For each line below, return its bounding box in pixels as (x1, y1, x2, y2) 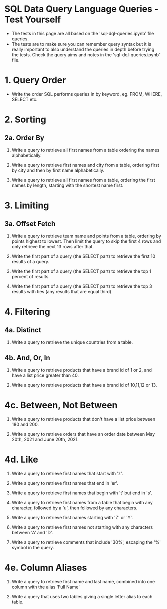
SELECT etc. (11, 96, 38, 102)
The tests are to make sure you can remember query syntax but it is (11, 41, 152, 47)
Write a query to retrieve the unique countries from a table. (11, 339, 133, 345)
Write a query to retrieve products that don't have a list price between (11, 416, 156, 422)
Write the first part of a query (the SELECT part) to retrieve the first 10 (11, 253, 156, 259)
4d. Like (4, 454, 38, 465)
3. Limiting (4, 200, 49, 211)
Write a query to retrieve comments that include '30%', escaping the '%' (11, 539, 161, 545)
